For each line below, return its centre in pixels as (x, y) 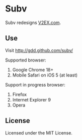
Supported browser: (26, 60)
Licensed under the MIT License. (39, 132)
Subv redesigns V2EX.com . (33, 22)
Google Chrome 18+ (33, 69)
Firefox (20, 94)
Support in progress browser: (35, 84)
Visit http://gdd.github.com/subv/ (39, 50)
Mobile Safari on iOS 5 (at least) (45, 75)
